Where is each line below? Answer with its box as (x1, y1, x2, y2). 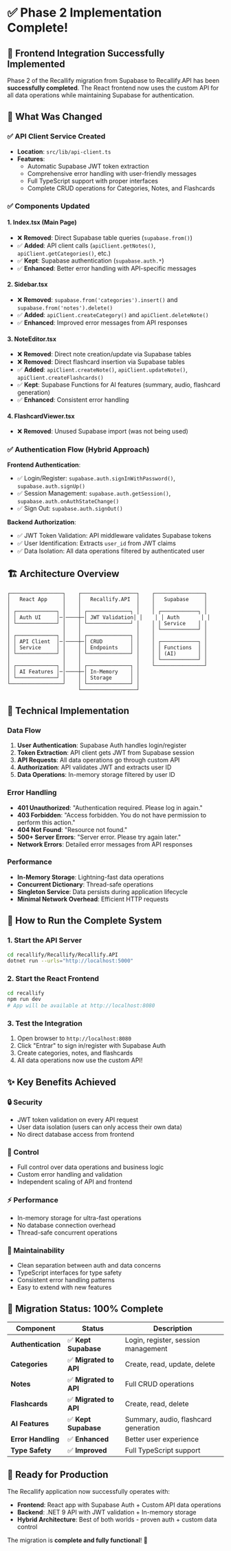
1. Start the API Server (7, 935, 82, 945)
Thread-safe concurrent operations (16, 1228, 118, 1237)
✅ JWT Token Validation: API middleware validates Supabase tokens (16, 531, 212, 539)
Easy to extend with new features (16, 1284, 112, 1292)
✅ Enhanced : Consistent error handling (16, 396, 129, 404)
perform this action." (16, 818, 76, 827)
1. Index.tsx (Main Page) (7, 219, 77, 227)
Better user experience (124, 1434, 199, 1443)
